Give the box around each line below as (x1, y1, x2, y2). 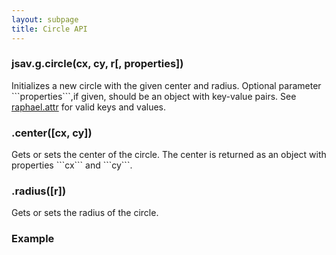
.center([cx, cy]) (11, 126, 93, 140)
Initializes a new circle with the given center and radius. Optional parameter (11, 79, 322, 91)
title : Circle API (11, 24, 88, 34)
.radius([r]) (11, 184, 67, 198)
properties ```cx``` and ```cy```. (11, 159, 133, 171)
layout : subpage (11, 14, 79, 25)
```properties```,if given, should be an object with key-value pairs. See (11, 90, 297, 102)
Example (11, 232, 55, 246)
